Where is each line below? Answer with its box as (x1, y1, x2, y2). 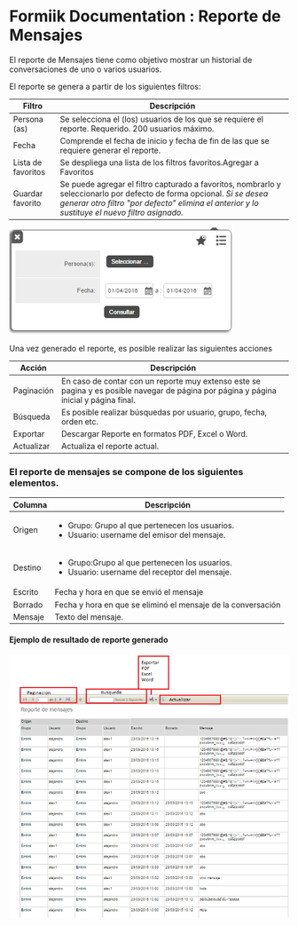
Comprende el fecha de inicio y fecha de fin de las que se (59, 135, 270, 146)
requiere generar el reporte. (59, 145, 161, 155)
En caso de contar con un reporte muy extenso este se (60, 376, 262, 386)
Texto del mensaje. (54, 611, 124, 622)
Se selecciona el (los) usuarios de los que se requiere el (59, 114, 264, 124)
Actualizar (12, 441, 51, 452)
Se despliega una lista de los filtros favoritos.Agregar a (59, 157, 259, 168)
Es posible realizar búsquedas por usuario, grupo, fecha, (60, 407, 268, 417)
